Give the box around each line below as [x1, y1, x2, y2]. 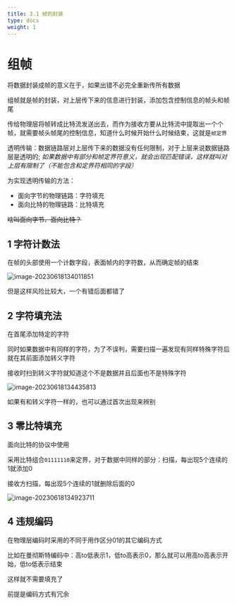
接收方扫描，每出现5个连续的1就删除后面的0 [7, 479, 135, 488]
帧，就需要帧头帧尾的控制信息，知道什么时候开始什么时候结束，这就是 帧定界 [7, 129, 227, 137]
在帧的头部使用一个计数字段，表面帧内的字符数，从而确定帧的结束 [7, 258, 199, 267]
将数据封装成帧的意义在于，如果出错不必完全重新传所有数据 [7, 81, 181, 89]
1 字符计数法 [7, 238, 61, 250]
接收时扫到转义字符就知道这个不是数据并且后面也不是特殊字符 [7, 369, 187, 377]
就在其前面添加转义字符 [7, 353, 75, 362]
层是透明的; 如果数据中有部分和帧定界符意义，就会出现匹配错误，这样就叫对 [7, 153, 228, 161]
